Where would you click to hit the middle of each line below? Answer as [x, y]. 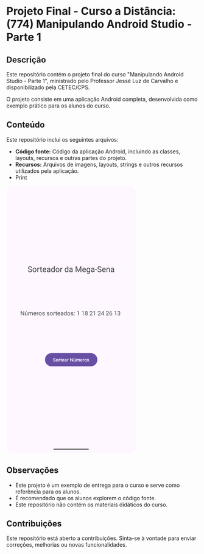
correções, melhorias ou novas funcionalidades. [67, 545]
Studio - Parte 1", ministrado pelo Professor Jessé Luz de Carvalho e [92, 81]
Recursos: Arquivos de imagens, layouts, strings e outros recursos [99, 164]
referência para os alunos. [48, 491]
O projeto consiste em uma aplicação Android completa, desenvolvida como [102, 99]
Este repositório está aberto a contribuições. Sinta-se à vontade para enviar [101, 538]
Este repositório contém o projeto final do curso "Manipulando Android [95, 74]
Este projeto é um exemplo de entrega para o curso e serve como [97, 485]
